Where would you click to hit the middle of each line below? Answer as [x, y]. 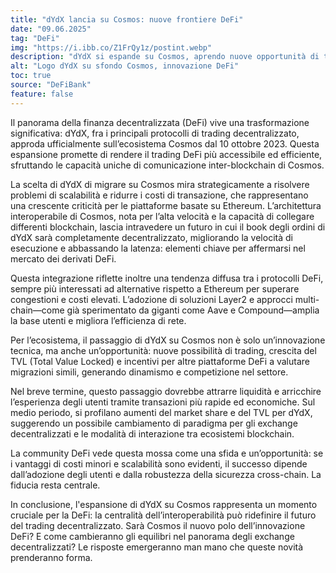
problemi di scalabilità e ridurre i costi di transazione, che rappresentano [159, 195]
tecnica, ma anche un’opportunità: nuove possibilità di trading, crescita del [163, 350]
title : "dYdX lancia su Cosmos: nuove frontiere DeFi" [127, 19]
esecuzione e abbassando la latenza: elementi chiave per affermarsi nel [158, 248]
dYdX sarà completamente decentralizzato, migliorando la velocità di [151, 237]
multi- [307, 299]
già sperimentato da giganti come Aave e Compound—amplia [193, 310]
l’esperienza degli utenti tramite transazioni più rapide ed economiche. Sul [163, 402]
